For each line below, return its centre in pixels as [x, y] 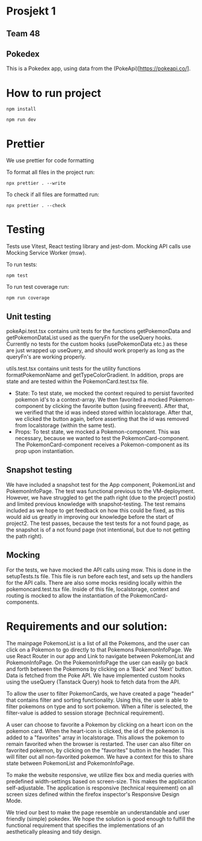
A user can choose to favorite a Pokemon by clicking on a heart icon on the [99, 724]
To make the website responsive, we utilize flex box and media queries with [100, 775]
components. [23, 602]
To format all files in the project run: [51, 172]
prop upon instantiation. [45, 451]
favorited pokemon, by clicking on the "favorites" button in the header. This [100, 750]
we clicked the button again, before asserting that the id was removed [102, 419]
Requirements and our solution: [87, 626]
